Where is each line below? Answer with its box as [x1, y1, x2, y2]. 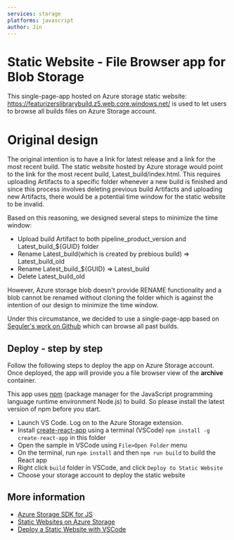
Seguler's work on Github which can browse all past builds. [7, 322, 179, 331]
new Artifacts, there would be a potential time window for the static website [7, 192, 226, 201]
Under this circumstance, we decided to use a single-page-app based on [7, 314, 220, 323]
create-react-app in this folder [17, 434, 107, 442]
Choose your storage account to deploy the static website [17, 471, 186, 479]
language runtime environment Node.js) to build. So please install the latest [7, 398, 225, 406]
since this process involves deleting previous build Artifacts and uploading [7, 185, 223, 194]
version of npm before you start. [7, 405, 101, 413]
